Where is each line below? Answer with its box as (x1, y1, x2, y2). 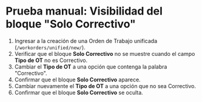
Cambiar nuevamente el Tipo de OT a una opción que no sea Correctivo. (14, 82, 197, 89)
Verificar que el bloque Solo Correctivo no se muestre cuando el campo (14, 50, 195, 57)
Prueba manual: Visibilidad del (5, 4, 163, 18)
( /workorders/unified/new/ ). (14, 44, 86, 51)
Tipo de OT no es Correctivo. (14, 56, 88, 64)
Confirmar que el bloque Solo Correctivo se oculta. (14, 89, 143, 96)
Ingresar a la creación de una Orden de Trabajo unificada (14, 37, 158, 44)
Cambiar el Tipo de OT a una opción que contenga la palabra (14, 63, 167, 70)
